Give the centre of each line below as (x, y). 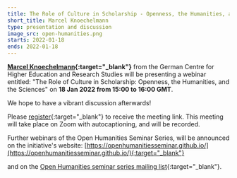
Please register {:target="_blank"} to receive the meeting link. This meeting (115, 117)
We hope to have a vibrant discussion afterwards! (79, 103)
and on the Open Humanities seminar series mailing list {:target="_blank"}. (115, 166)
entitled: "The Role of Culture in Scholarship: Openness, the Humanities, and (119, 82)
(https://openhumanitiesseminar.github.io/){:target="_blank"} (96, 153)
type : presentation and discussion (60, 27)
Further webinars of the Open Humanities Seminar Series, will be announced (119, 138)
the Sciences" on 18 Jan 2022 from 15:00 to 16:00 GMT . (90, 89)
